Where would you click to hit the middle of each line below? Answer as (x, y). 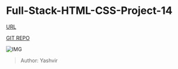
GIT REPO (18, 38)
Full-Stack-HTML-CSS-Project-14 (89, 11)
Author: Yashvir (39, 60)
